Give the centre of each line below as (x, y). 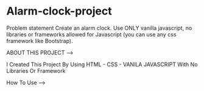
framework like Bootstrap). (40, 41)
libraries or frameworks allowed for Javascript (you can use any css (91, 34)
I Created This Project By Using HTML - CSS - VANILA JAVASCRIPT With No (102, 64)
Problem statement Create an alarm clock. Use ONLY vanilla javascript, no (99, 28)
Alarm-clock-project (59, 11)
